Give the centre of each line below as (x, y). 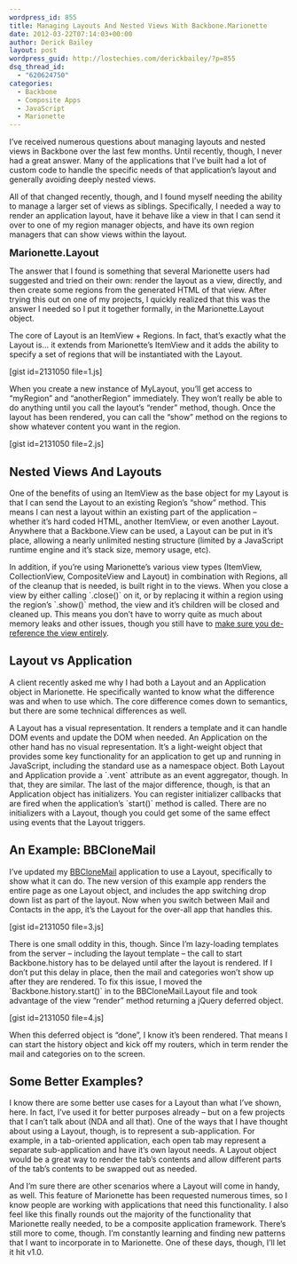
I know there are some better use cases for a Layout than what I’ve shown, (145, 1103)
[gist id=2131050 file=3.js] (57, 926)
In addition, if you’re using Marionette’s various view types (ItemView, (136, 567)
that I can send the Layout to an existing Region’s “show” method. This (138, 502)
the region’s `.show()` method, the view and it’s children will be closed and (145, 604)
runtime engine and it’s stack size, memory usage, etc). (110, 549)
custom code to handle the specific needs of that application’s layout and (143, 171)
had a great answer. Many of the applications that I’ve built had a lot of (138, 161)
